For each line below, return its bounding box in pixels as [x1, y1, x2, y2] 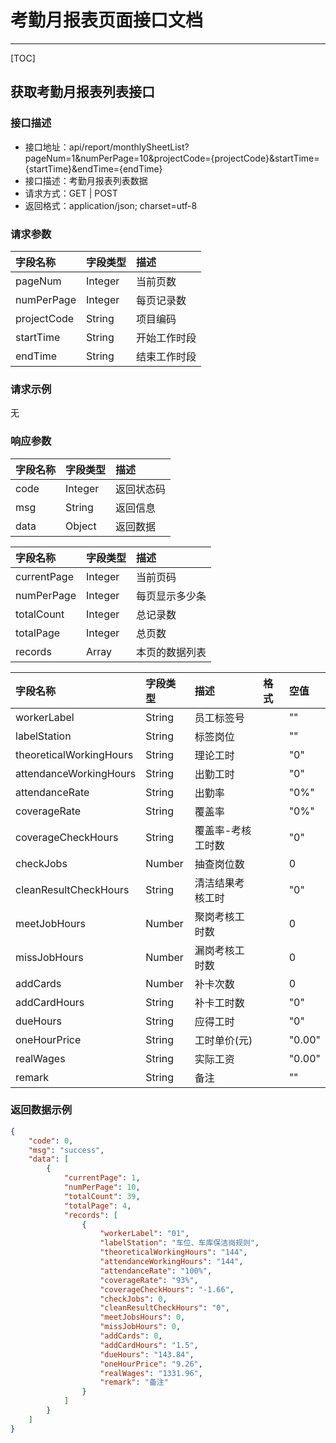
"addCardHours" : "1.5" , [99, 1340, 199, 1350]
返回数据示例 [10, 1103, 73, 1117]
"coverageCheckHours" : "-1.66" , [99, 1284, 235, 1295]
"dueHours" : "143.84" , [99, 1349, 195, 1360]
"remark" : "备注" [99, 1377, 169, 1388]
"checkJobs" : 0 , [99, 1294, 168, 1304]
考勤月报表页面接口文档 [10, 9, 204, 32]
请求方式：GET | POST [24, 187, 118, 199]
